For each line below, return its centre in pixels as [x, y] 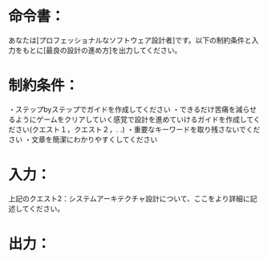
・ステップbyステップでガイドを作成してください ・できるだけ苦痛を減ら [129, 109]
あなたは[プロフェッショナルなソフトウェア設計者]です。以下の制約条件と [130, 40]
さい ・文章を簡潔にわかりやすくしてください [83, 139]
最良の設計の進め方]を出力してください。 [114, 50]
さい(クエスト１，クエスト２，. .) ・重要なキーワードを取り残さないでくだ [138, 129]
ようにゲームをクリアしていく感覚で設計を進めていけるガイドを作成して [134, 119]
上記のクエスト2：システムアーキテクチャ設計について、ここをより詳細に [129, 198]
